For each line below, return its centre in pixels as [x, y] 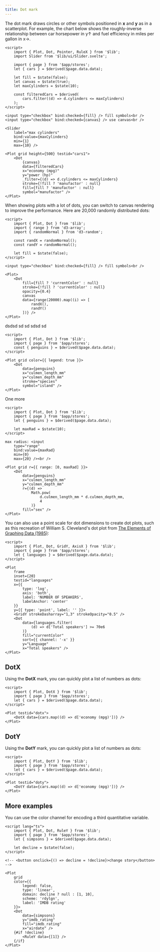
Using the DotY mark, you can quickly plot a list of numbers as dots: [73, 748]
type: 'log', [36, 589]
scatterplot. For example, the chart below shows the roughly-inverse [73, 28]
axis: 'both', [37, 593]
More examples [29, 806]
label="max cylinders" [37, 132]
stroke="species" [40, 381]
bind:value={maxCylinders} [41, 137]
